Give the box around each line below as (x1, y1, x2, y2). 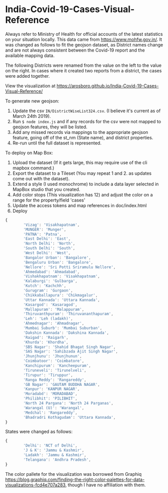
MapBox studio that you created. (12, 186, 80, 192)
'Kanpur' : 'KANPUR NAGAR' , (23, 386, 80, 392)
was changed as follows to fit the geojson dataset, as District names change (5, 41, 163, 47)
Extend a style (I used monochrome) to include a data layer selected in (12, 181, 159, 187)
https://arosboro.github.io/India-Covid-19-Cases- (56, 82, 159, 89)
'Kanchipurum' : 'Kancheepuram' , (23, 363, 92, 368)
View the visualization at (5, 82, 56, 89)
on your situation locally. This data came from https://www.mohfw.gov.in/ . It (5, 36, 162, 42)
